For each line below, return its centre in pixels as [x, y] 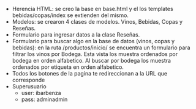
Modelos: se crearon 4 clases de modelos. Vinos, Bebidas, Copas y [97, 22]
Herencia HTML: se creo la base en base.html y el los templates [92, 9]
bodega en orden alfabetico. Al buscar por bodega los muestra [92, 61]
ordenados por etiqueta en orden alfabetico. [68, 67]
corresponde [28, 80]
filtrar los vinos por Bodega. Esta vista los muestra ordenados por [95, 54]
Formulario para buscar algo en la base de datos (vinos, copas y [93, 41]
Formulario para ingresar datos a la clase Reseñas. [76, 35]
